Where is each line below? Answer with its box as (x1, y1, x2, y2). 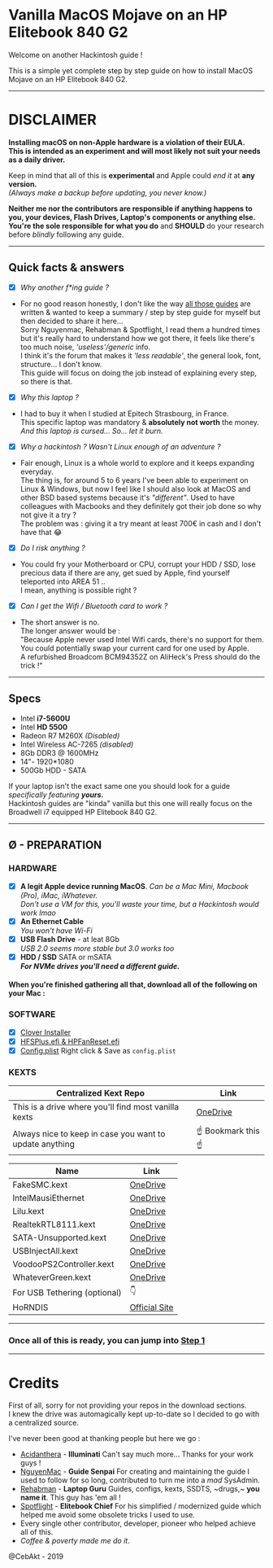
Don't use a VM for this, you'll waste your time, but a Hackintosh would (19, 899, 260, 909)
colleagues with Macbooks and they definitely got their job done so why (19, 501, 262, 510)
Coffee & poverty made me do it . (19, 1536, 130, 1546)
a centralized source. (8, 1418, 80, 1428)
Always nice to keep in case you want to (12, 1128, 166, 1140)
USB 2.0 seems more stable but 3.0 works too (19, 943, 175, 953)
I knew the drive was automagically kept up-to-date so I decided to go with (8, 1409, 260, 1419)
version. (8, 179, 37, 189)
